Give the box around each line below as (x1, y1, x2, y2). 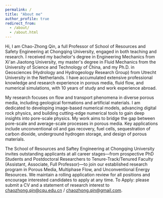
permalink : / (5, 7, 32, 12)
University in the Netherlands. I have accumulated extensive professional (5, 74, 153, 80)
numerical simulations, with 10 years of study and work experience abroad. (5, 85, 157, 91)
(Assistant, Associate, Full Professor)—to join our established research (5, 161, 148, 167)
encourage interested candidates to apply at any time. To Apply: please (5, 177, 150, 183)
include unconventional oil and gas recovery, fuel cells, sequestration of (5, 126, 151, 131)
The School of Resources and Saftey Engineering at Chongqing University (5, 146, 155, 151)
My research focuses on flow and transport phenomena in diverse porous (5, 95, 154, 100)
